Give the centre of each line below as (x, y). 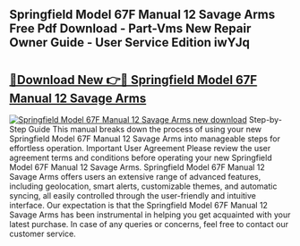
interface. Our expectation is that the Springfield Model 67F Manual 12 (139, 205)
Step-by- (266, 119)
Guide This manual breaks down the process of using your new (145, 129)
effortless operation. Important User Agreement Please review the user (140, 148)
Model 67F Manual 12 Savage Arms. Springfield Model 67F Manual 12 (137, 167)
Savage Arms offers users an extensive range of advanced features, (135, 177)
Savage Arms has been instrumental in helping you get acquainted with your (150, 215)
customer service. (43, 233)
